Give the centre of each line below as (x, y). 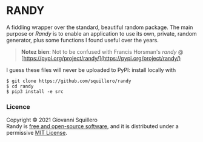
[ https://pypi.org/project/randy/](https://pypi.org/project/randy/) (101, 58)
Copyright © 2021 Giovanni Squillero (52, 120)
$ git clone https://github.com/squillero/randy (69, 81)
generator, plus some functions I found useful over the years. (82, 40)
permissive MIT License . (37, 133)
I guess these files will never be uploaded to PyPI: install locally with (91, 69)
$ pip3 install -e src (35, 91)
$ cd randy (20, 86)
